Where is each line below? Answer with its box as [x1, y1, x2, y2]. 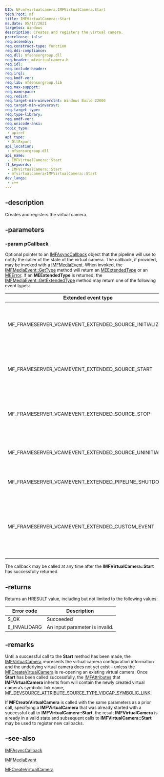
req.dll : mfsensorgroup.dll [5, 52, 62, 58]
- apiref [7, 130, 25, 135]
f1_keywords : [5, 162, 32, 167]
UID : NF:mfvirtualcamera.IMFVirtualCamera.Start [5, 7, 106, 12]
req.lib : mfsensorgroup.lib [5, 80, 62, 85]
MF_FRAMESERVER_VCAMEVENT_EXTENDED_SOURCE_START [7, 366, 153, 373]
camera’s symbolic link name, [5, 685, 64, 690]
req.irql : [5, 71, 25, 76]
